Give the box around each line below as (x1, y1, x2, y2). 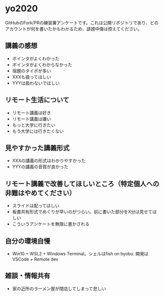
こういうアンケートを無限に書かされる (12, 221, 90, 227)
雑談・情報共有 (5, 271, 50, 280)
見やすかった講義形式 (5, 144, 70, 152)
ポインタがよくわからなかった (12, 62, 72, 68)
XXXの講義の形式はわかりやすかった (12, 158, 86, 164)
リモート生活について (5, 96, 70, 104)
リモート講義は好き (12, 110, 51, 116)
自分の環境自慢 (5, 237, 50, 245)
